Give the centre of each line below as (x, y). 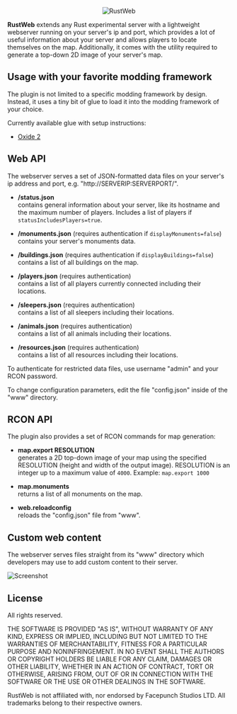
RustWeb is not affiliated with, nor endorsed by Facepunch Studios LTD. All (116, 696)
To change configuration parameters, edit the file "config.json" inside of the (117, 390)
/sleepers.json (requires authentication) (76, 305)
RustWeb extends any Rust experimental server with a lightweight (104, 24)
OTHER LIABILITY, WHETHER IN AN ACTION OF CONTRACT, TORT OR (110, 667)
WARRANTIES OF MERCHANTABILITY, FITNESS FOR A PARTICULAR (107, 644)
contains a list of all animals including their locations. (94, 334)
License (25, 598)
